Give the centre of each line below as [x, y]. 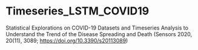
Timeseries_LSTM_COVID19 [78, 11]
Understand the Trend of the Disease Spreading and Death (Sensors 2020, [99, 34]
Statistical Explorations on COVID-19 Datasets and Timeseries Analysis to [97, 28]
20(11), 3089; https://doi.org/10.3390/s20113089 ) [67, 40]
